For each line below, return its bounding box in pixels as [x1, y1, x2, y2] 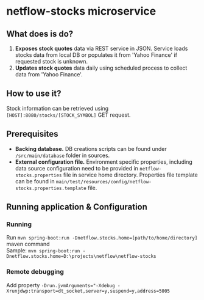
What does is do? [6, 29, 74, 39]
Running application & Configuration [6, 202, 148, 212]
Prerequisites [6, 129, 58, 139]
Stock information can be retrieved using [6, 104, 108, 112]
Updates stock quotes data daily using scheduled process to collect [15, 64, 188, 71]
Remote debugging [6, 268, 64, 276]
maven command [6, 240, 50, 248]
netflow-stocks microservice [6, 4, 157, 18]
